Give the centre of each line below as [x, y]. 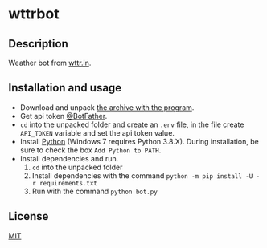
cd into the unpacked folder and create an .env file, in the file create [132, 124]
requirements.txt [68, 183]
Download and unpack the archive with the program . [107, 107]
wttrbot [34, 14]
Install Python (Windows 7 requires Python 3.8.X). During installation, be [139, 141]
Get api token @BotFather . [64, 116]
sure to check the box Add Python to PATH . [90, 150]
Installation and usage [65, 88]
